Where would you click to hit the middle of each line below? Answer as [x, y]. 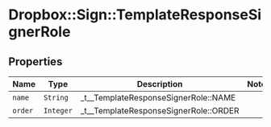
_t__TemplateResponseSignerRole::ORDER [160, 111]
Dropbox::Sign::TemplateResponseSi [135, 15]
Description [160, 84]
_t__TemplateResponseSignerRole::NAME [158, 98]
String [56, 98]
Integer [58, 111]
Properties [35, 61]
